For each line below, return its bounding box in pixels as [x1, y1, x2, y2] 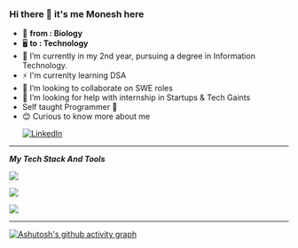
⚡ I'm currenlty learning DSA [21, 70, 127, 81]
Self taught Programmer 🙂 [21, 102, 118, 112]
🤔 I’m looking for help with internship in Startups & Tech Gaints [21, 92, 251, 103]
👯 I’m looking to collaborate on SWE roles [21, 83, 173, 94]
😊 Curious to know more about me [21, 111, 151, 122]
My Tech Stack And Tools [9, 154, 106, 165]
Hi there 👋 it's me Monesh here [9, 8, 145, 20]
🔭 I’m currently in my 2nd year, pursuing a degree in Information [21, 50, 255, 61]
